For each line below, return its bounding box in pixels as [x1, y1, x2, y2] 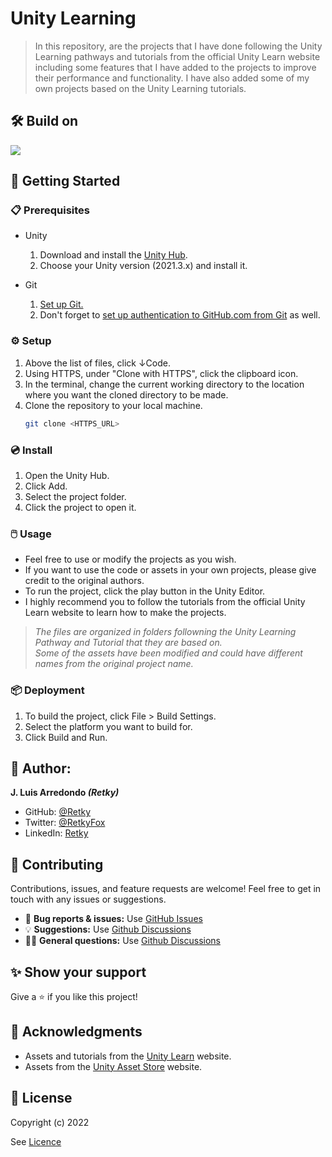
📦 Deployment [10, 683, 85, 697]
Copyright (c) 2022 [10, 1116, 90, 1128]
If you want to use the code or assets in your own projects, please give [24, 564, 317, 576]
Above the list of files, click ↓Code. [24, 357, 171, 369]
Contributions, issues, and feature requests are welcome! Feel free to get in [10, 883, 322, 895]
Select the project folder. [24, 490, 127, 502]
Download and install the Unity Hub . [39, 249, 188, 261]
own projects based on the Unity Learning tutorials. [34, 82, 247, 94]
